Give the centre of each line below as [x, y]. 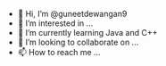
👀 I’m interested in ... [55, 23]
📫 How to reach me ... [59, 52]
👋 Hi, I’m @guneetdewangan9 [72, 14]
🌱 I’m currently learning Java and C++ [87, 33]
